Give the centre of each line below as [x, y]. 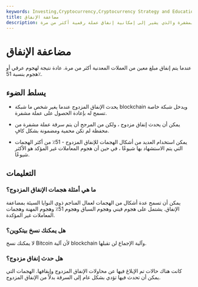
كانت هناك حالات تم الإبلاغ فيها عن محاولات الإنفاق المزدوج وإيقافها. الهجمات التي [94, 271]
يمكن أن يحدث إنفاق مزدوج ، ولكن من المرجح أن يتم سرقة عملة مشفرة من [98, 125]
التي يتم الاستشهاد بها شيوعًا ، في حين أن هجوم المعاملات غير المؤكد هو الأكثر [99, 148]
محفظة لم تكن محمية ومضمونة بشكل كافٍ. [62, 131]
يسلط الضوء [26, 93]
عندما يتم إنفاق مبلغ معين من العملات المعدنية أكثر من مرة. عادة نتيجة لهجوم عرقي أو [99, 68]
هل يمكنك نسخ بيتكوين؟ [36, 230]
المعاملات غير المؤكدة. [31, 215]
